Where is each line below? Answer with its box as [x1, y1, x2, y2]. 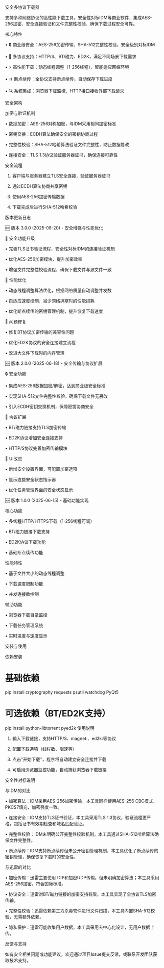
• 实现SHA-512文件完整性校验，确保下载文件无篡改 [5, 393, 108, 399]
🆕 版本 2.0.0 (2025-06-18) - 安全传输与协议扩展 [5, 360, 103, 366]
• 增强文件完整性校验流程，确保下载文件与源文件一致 [5, 267, 112, 272]
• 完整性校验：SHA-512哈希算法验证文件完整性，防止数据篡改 [5, 142, 130, 147]
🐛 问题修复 [5, 319, 27, 325]
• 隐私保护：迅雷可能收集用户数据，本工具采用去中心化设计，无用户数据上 [5, 924, 155, 930]
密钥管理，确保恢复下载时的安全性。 [5, 854, 78, 860]
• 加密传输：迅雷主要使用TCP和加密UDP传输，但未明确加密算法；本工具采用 [5, 874, 160, 880]
